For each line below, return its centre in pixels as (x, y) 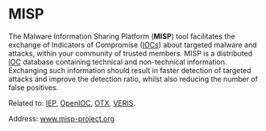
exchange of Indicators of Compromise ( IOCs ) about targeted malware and (133, 44)
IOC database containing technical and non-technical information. (118, 62)
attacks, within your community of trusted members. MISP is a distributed (131, 53)
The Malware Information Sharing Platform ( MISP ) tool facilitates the (122, 36)
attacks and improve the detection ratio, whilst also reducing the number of (133, 79)
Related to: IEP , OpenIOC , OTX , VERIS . (72, 103)
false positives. (33, 87)
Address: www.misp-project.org (62, 118)
